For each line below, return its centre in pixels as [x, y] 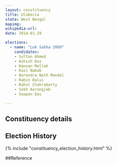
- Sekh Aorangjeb [33, 89]
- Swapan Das [28, 94]
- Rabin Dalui [29, 80]
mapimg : [13, 24]
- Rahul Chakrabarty [36, 85]
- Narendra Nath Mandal [39, 75]
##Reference [19, 158]
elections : [17, 43]
